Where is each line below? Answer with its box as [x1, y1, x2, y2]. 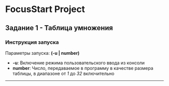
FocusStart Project [5, 4, 86, 15]
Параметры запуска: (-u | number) [5, 50, 79, 56]
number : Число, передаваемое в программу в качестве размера [12, 65, 153, 71]
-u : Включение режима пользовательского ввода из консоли [12, 59, 145, 66]
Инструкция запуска [5, 39, 59, 46]
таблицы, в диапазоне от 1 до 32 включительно [12, 70, 115, 76]
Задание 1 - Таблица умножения [5, 24, 113, 32]
